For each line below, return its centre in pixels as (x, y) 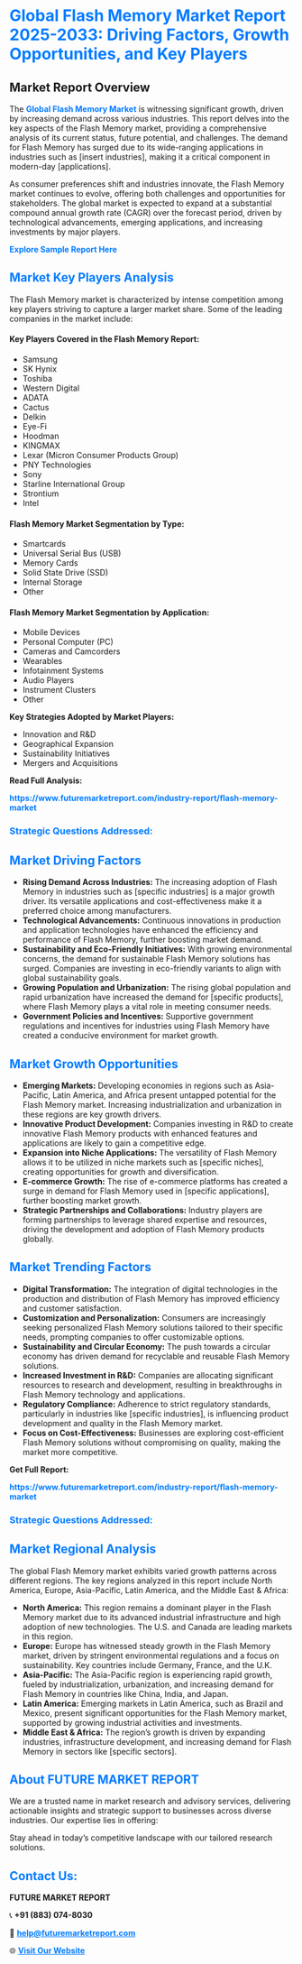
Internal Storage (52, 582)
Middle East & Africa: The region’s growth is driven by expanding (144, 1732)
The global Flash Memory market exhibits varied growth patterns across (143, 1571)
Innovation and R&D (59, 734)
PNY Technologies (57, 465)
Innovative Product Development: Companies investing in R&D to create (158, 1123)
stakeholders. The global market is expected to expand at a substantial (141, 203)
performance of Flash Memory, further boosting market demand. (143, 940)
